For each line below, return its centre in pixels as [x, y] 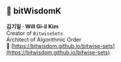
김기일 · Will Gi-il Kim [32, 26]
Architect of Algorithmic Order [44, 39]
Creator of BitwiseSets [35, 33]
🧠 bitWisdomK [34, 11]
